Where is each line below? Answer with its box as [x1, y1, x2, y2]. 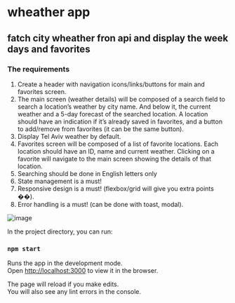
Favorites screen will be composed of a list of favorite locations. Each [17, 140, 219, 148]
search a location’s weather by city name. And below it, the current [17, 102, 211, 111]
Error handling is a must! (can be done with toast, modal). [17, 200, 184, 208]
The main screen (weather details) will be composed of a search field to [17, 95, 226, 103]
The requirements [7, 64, 70, 74]
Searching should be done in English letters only [17, 169, 158, 177]
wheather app [7, 4, 90, 20]
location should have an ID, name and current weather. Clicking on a [17, 147, 215, 155]
